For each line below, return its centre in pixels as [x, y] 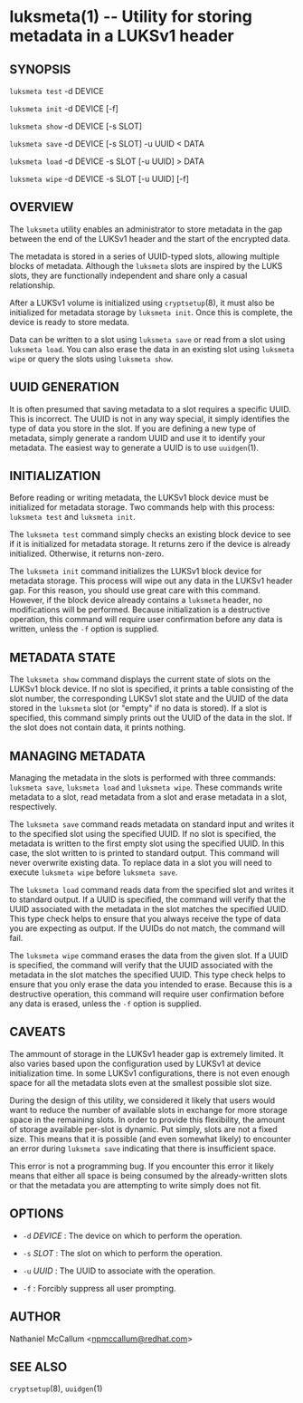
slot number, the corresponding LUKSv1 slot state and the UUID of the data [149, 698]
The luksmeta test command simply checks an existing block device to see [150, 534]
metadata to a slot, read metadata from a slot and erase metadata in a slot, [148, 797]
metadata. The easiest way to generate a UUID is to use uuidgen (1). [134, 447]
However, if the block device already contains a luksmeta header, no [136, 601]
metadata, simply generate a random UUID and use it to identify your [137, 437]
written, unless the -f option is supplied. [85, 629]
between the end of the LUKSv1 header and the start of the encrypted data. [150, 238]
